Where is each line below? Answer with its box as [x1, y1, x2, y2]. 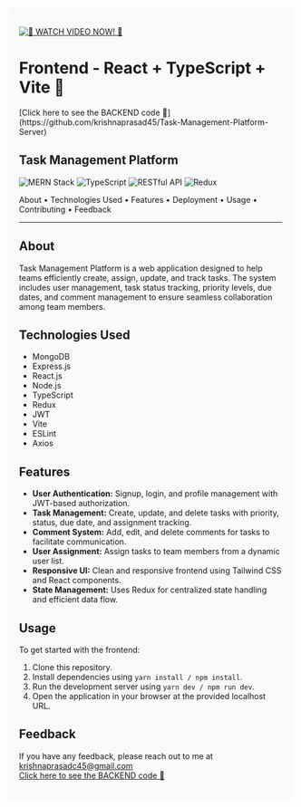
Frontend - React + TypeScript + [19, 58, 267, 79]
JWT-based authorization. [32, 498, 131, 509]
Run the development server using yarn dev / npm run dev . [32, 681, 255, 692]
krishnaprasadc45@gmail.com [19, 760, 133, 771]
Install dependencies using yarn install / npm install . [32, 672, 243, 682]
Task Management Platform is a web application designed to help [19, 263, 263, 274]
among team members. [19, 301, 106, 312]
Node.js [32, 380, 62, 391]
